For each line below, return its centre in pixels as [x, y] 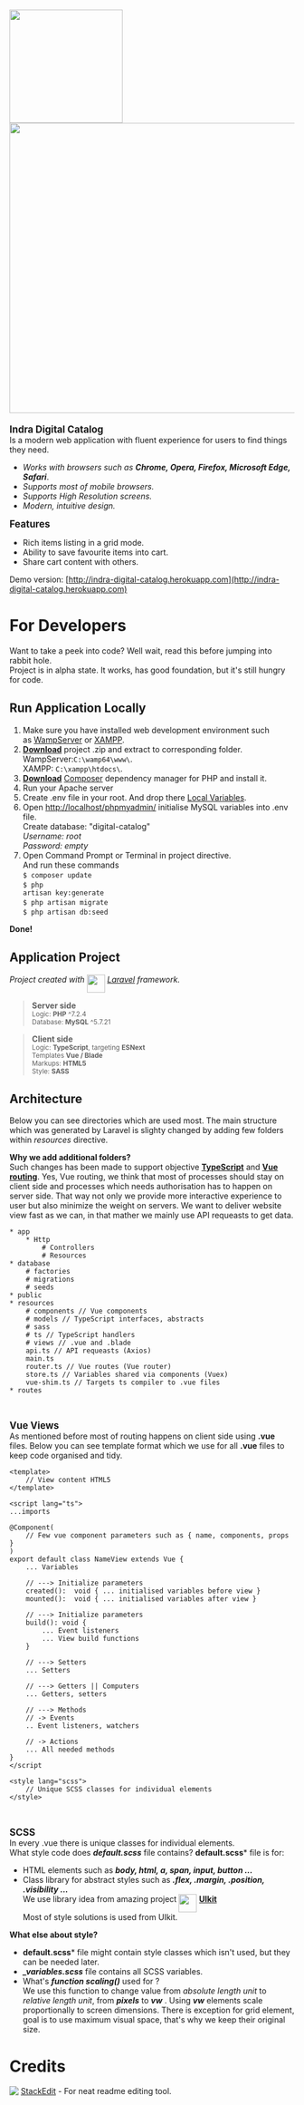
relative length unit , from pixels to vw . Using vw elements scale [142, 2001]
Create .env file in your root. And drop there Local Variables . [134, 797]
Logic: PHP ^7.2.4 [59, 1014]
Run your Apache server [68, 788]
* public [26, 1295]
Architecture [46, 1098]
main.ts [40, 1359]
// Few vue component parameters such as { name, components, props [157, 1536]
